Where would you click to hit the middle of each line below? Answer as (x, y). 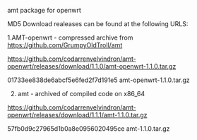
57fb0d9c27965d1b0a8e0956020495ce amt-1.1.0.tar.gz (89, 129)
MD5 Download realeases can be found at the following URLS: (98, 24)
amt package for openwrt (44, 10)
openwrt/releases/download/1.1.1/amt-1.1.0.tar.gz (77, 115)
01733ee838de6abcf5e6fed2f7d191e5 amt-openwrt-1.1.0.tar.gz (99, 80)
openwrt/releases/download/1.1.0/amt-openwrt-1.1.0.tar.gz (92, 66)
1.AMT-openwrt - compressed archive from (70, 37)
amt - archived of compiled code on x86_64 (81, 94)
